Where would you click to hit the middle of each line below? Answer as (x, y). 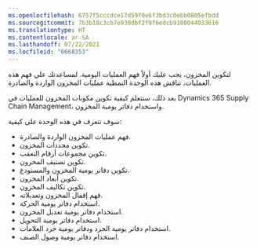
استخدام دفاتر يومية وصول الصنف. (69, 237)
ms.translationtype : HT (47, 30)
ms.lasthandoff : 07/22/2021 (54, 45)
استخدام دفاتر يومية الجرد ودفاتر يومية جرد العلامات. (95, 228)
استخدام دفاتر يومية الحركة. (60, 203)
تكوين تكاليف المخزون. (52, 187)
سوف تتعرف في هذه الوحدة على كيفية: (65, 121)
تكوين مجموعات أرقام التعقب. (63, 153)
